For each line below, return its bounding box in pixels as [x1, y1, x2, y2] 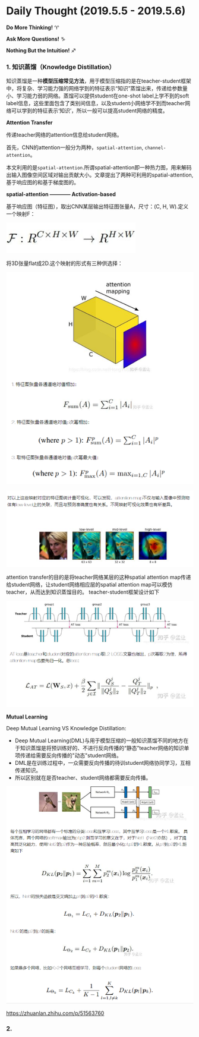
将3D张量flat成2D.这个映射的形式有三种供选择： [6, 260, 123, 267]
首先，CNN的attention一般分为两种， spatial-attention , [6, 144, 144, 151]
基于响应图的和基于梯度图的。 [6, 179, 79, 186]
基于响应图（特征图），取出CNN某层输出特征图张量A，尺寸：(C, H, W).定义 [6, 203, 189, 210]
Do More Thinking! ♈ [6, 24, 59, 31]
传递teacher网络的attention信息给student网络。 [6, 131, 123, 138]
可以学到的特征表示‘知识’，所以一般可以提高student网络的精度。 [11, 107, 168, 114]
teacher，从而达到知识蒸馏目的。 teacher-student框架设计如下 [6, 588, 160, 595]
